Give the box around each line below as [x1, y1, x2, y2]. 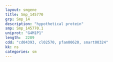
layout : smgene [5, 7, 37, 12]
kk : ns [5, 44, 19, 49]
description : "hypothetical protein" [5, 21, 84, 26]
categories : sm [5, 49, 37, 54]
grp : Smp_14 [5, 16, 30, 21]
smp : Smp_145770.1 [5, 26, 43, 31]
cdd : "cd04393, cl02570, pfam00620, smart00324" [5, 40, 108, 45]
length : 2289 [5, 35, 35, 40]
